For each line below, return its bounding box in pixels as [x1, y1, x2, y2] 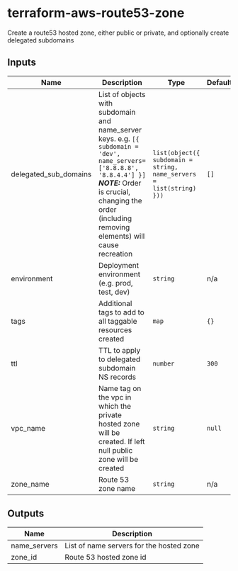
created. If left [98, 436, 145, 446]
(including [98, 213, 132, 223]
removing [98, 222, 130, 232]
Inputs [7, 57, 37, 69]
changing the [98, 196, 143, 205]
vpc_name [11, 423, 46, 433]
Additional [98, 298, 132, 308]
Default [206, 77, 232, 87]
